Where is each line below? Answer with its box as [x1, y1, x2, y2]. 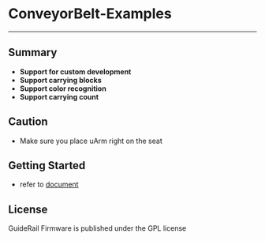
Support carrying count [19, 92, 99, 101]
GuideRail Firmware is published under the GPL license [8, 224, 187, 233]
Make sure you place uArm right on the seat [19, 136, 163, 145]
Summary [8, 46, 58, 59]
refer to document [19, 179, 79, 190]
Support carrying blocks [19, 75, 103, 85]
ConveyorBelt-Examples [8, 5, 172, 23]
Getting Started [8, 159, 86, 172]
